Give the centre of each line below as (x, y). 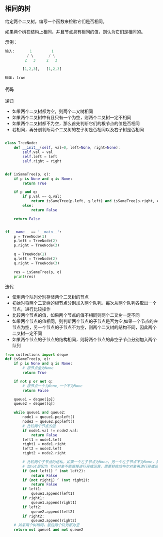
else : (28, 206)
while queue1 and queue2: (40, 413)
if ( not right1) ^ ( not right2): (56, 480)
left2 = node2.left (42, 449)
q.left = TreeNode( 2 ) (35, 259)
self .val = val (38, 152)
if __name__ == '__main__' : (33, 232)
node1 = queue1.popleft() (49, 417)
